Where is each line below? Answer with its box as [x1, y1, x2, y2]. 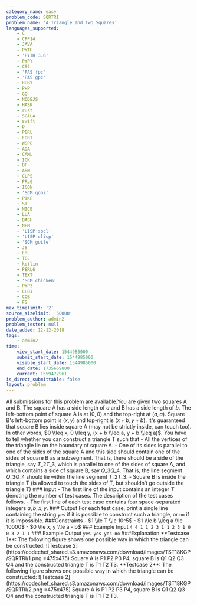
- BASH [17, 217, 33, 223]
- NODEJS [17, 96, 38, 102]
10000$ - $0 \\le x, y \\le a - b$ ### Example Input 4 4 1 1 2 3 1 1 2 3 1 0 [6, 524, 191, 531]
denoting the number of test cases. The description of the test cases [6, 492, 173, 499]
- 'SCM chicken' [17, 277, 57, 283]
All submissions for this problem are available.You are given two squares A [6, 398, 187, 405]
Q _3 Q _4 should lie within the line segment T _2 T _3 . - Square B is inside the [6, 473, 186, 480]
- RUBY [17, 80, 33, 86]
